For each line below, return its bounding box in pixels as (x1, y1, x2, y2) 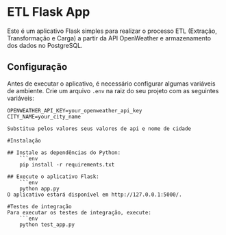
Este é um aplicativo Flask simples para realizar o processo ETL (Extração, (7, 27, 217, 35)
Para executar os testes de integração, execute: (7, 209, 152, 216)
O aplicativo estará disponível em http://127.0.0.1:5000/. (7, 191, 183, 198)
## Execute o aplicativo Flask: (7, 173, 99, 180)
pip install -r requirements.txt (19, 161, 115, 168)
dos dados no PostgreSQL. (7, 41, 84, 49)
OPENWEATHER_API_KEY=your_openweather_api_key (7, 107, 142, 114)
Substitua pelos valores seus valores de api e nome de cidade (7, 125, 192, 132)
